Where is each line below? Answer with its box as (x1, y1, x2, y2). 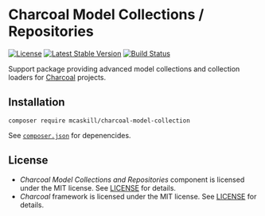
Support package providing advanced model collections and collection (8, 64, 240, 73)
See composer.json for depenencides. (8, 130, 131, 140)
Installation (8, 95, 65, 109)
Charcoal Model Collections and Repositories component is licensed (19, 175, 245, 184)
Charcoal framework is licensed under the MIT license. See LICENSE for (19, 191, 257, 201)
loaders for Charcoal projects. (8, 72, 107, 82)
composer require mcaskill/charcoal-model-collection (8, 117, 191, 125)
